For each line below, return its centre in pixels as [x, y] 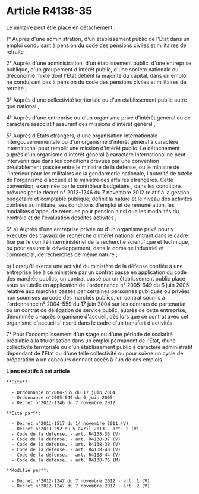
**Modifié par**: [28, 470]
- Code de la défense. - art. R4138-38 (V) [66, 444]
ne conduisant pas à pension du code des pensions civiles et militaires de [96, 82]
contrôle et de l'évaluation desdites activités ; [61, 218]
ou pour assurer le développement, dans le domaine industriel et [85, 248]
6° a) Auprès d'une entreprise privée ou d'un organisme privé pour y [90, 229]
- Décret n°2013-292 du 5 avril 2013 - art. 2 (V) [75, 429]
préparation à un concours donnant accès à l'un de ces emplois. [85, 359]
